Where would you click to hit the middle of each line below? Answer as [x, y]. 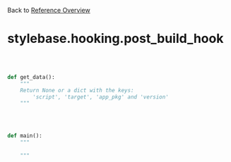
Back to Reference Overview [49, 10]
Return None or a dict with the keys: [77, 90]
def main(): [25, 136]
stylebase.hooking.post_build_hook [115, 39]
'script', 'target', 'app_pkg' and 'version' [101, 97]
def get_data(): [31, 77]
